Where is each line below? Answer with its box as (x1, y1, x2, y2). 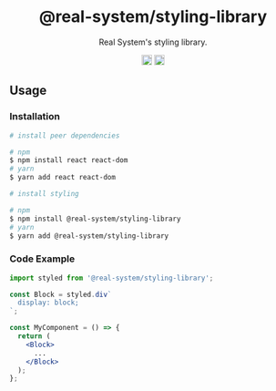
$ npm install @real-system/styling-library (9, 214, 181, 223)
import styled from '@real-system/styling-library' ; (9, 273, 214, 283)
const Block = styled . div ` (9, 290, 112, 299)
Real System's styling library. (98, 36, 208, 47)
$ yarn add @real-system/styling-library (9, 231, 169, 241)
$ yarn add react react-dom (9, 173, 117, 182)
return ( (17, 332, 51, 341)
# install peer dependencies (9, 130, 120, 140)
